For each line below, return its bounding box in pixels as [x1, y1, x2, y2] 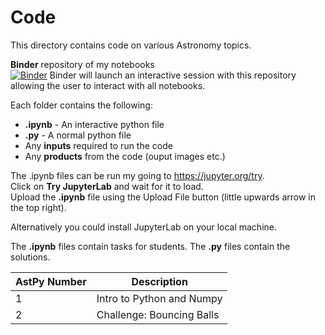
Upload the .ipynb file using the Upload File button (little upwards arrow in [10, 191, 316, 203]
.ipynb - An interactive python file [24, 118, 165, 130]
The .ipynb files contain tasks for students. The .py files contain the [10, 240, 291, 252]
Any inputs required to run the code [24, 139, 173, 151]
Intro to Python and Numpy [96, 291, 223, 305]
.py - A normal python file [24, 129, 132, 141]
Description [131, 274, 188, 288]
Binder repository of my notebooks [10, 58, 155, 70]
